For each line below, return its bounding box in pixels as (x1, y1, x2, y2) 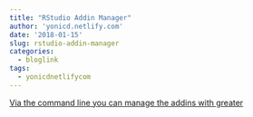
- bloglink (17, 55, 59, 64)
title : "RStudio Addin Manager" (9, 13, 131, 23)
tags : (9, 64, 30, 73)
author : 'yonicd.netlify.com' (9, 22, 124, 31)
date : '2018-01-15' (9, 30, 83, 39)
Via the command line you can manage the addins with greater (9, 97, 244, 108)
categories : (9, 47, 54, 56)
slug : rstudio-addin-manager (9, 38, 120, 48)
